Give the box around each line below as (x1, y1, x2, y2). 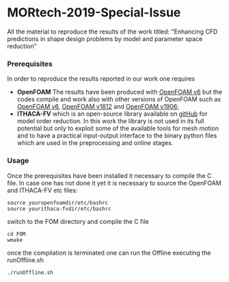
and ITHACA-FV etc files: (7, 186, 78, 194)
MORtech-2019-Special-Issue (7, 5, 181, 21)
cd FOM (7, 231, 26, 238)
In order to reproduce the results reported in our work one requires (7, 75, 196, 83)
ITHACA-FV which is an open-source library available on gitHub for (16, 110, 208, 118)
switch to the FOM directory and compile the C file (7, 217, 149, 225)
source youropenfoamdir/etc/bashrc (7, 199, 109, 206)
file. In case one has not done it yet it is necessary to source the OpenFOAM (7, 179, 222, 187)
